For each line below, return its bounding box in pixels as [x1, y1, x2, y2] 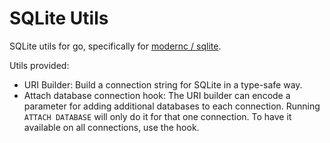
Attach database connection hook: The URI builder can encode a [23, 89, 291, 101]
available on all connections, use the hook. [23, 121, 200, 133]
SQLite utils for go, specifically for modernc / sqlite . [9, 40, 222, 52]
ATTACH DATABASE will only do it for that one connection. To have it [23, 110, 292, 122]
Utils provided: [9, 59, 70, 71]
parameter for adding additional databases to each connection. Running [23, 100, 321, 112]
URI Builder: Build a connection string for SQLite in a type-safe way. [23, 78, 303, 91]
